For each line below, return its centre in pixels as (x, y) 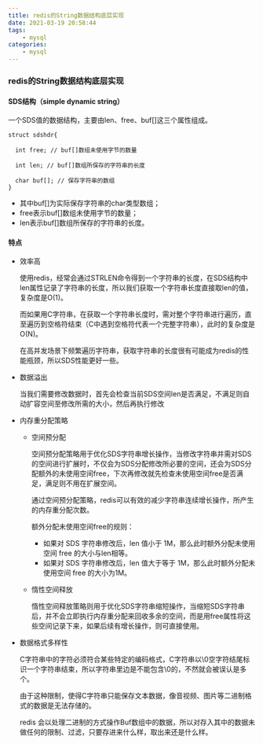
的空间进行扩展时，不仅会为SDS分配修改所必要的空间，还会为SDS (138, 464)
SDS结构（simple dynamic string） (66, 101)
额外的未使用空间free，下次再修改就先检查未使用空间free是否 (137, 473)
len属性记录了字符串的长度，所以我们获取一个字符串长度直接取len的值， (136, 288)
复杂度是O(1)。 (44, 298)
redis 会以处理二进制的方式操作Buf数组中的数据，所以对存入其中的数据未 (137, 722)
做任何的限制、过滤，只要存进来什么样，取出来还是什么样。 (116, 732)
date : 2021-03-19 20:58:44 (52, 23)
